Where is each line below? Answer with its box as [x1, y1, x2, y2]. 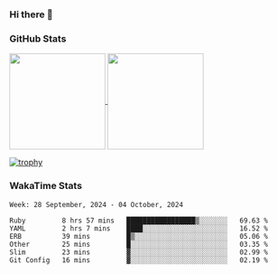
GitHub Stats [9, 32, 67, 44]
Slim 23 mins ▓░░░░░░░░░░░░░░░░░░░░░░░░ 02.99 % [9, 248, 269, 257]
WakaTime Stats [9, 180, 83, 193]
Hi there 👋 [9, 8, 54, 21]
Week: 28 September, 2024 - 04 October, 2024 [9, 200, 183, 209]
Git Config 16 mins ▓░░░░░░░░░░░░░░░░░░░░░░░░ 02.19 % [9, 255, 269, 265]
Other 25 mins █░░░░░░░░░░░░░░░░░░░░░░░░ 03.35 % [9, 240, 269, 249]
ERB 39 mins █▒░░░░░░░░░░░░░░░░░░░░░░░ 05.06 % [9, 231, 269, 241]
